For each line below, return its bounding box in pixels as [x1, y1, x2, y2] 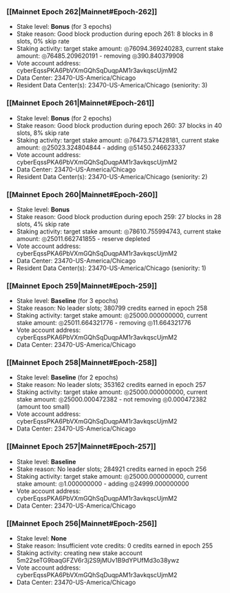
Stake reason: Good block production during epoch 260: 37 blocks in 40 [16, 121, 222, 129]
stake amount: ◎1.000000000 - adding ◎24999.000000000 [16, 479, 189, 488]
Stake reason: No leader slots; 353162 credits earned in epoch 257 [16, 381, 207, 389]
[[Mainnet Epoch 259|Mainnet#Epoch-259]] [6, 281, 158, 291]
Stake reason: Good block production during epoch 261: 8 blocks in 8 [16, 30, 214, 38]
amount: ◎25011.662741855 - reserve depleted [16, 234, 151, 242]
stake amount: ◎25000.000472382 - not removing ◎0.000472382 [16, 395, 207, 404]
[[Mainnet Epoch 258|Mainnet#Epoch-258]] [6, 358, 158, 368]
